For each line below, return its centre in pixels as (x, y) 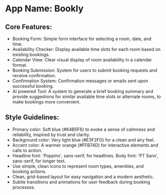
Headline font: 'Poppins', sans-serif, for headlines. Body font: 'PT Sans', (85, 155)
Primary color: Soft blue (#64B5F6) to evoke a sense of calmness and (83, 129)
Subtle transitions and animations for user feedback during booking (81, 182)
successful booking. (33, 86)
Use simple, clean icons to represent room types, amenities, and (78, 166)
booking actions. (29, 171)
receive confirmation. (34, 75)
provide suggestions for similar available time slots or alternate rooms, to (86, 97)
